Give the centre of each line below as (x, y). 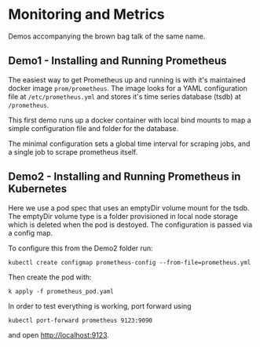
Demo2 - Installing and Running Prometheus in (125, 177)
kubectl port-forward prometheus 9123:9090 (81, 320)
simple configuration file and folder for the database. (93, 128)
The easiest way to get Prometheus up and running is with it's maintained (127, 79)
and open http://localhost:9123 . (59, 334)
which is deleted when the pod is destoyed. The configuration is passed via (130, 225)
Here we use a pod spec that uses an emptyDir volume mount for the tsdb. (129, 208)
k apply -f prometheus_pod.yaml (61, 291)
